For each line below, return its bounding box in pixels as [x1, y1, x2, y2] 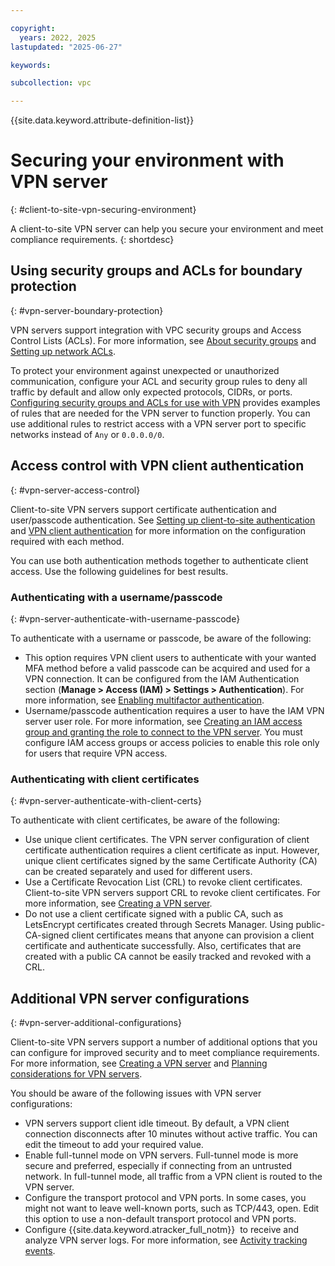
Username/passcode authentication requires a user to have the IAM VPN [24, 704, 325, 716]
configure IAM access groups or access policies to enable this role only [24, 736, 320, 748]
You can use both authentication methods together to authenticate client [10, 554, 309, 566]
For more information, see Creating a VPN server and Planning [10, 1057, 268, 1070]
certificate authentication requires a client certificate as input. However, [24, 844, 320, 856]
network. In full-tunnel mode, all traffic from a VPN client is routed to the [24, 1171, 323, 1183]
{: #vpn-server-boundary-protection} [10, 304, 164, 316]
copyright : [10, 23, 56, 33]
